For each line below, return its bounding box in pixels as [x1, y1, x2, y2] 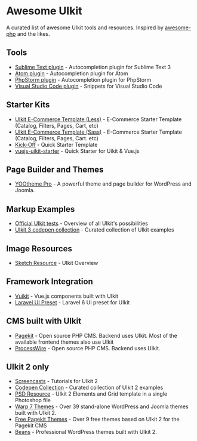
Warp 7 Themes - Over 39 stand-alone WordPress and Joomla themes [14, 403, 189, 410]
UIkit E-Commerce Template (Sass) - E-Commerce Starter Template [14, 128, 182, 135]
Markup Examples [6, 204, 75, 214]
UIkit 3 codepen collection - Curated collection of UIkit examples [14, 226, 174, 233]
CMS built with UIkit [6, 316, 82, 326]
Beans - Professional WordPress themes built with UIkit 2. [14, 428, 157, 436]
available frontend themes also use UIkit [14, 338, 114, 346]
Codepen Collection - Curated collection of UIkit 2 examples [14, 384, 164, 391]
